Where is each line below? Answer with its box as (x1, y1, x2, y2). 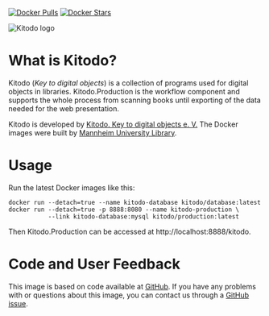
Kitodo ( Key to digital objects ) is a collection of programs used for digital (8, 77, 249, 88)
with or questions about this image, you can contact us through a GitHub (8, 290, 250, 300)
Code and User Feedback (8, 255, 181, 273)
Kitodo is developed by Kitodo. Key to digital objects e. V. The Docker (8, 119, 239, 129)
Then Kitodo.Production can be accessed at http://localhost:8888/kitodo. (8, 227, 251, 236)
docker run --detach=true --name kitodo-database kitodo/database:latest (8, 198, 262, 206)
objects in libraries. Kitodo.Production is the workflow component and (8, 86, 240, 96)
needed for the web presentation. (8, 103, 119, 113)
